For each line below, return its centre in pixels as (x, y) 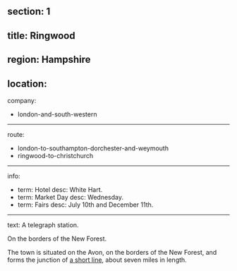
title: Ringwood (41, 36)
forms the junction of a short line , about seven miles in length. (97, 260)
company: (22, 100)
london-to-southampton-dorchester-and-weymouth (93, 148)
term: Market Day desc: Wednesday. (70, 197)
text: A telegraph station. (43, 224)
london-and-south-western (57, 114)
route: (16, 134)
